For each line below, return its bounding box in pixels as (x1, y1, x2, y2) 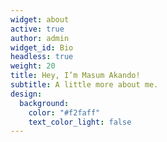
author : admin (10, 33, 70, 43)
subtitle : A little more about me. (10, 80, 159, 90)
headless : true (10, 52, 74, 62)
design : (10, 89, 43, 99)
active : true (10, 24, 65, 34)
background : (19, 98, 70, 108)
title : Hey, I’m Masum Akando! (10, 71, 141, 81)
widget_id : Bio (10, 42, 74, 53)
